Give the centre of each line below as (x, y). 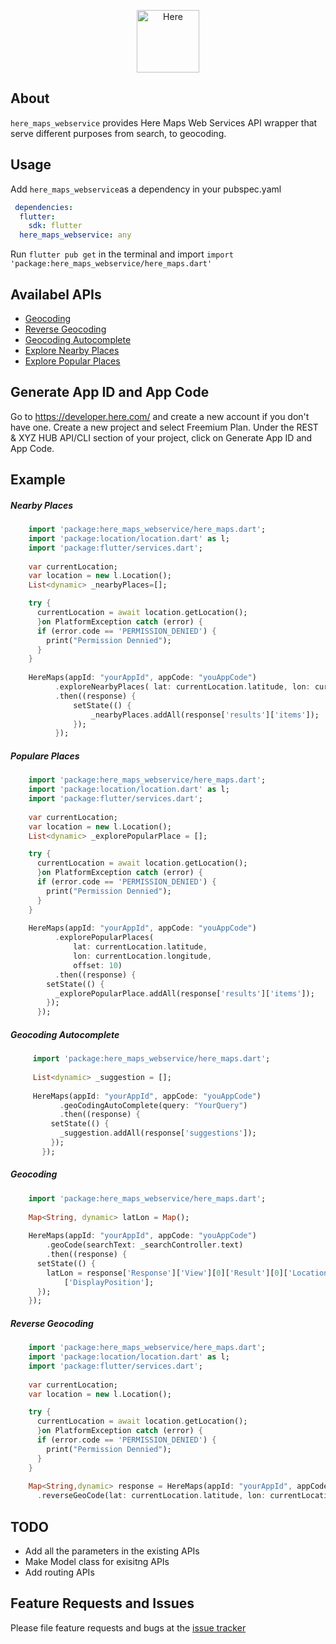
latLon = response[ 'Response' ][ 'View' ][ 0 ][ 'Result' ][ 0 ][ (167, 1273)
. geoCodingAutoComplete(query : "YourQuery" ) (153, 1105)
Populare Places (45, 756)
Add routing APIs (59, 1572)
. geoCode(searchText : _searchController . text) (145, 1245)
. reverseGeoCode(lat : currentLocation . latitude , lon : (151, 1496)
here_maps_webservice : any (75, 235)
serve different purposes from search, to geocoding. (118, 133)
